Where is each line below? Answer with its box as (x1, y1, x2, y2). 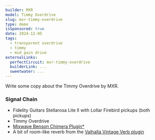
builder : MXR (5, 7, 33, 13)
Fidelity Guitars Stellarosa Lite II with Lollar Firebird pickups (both (12, 107, 150, 114)
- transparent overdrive (10, 41, 63, 46)
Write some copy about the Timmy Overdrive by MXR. (5, 83, 119, 89)
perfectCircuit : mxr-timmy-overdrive (10, 60, 91, 65)
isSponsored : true (5, 26, 45, 32)
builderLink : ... (10, 64, 47, 69)
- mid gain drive (10, 50, 47, 55)
